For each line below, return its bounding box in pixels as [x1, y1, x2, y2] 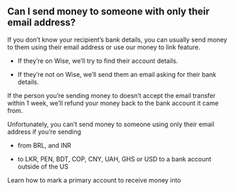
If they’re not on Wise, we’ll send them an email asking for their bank [17, 70, 216, 78]
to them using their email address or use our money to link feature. [7, 42, 201, 51]
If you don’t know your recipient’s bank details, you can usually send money [7, 35, 228, 44]
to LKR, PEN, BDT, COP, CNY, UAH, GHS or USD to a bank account [17, 154, 211, 163]
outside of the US [17, 162, 69, 171]
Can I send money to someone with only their [7, 6, 210, 18]
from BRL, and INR [17, 141, 72, 149]
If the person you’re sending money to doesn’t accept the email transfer [7, 91, 216, 99]
